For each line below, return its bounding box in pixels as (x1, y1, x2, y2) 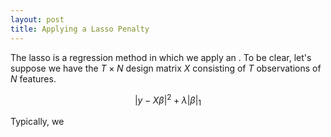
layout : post (10, 14, 65, 25)
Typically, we (10, 115, 65, 127)
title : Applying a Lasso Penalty (10, 24, 150, 34)
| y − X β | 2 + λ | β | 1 (134, 92, 202, 108)
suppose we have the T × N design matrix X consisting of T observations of (10, 62, 322, 74)
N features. (10, 72, 57, 85)
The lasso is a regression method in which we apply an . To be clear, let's (10, 51, 312, 63)
